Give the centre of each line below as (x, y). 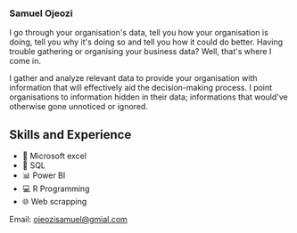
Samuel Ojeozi (41, 13)
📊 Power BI (44, 175)
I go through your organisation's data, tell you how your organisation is (139, 33)
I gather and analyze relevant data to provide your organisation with (133, 78)
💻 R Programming (56, 189)
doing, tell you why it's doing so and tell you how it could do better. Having (146, 42)
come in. (25, 61)
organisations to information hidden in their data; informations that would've (148, 97)
